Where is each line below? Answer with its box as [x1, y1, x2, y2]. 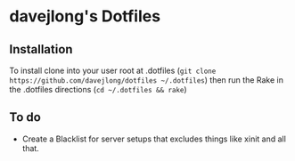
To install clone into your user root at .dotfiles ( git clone [9, 65, 217, 76]
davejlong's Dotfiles [9, 6, 161, 27]
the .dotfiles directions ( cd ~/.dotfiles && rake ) [9, 85, 187, 94]
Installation [9, 42, 73, 57]
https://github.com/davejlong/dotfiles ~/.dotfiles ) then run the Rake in [9, 75, 283, 85]
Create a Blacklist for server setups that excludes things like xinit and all [21, 133, 287, 144]
